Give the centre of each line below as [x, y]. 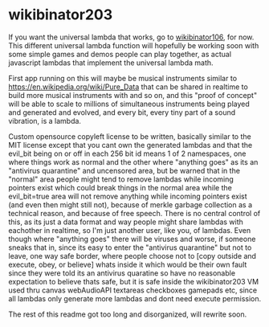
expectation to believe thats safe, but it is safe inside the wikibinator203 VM [134, 281]
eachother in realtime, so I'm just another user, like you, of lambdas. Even [130, 230]
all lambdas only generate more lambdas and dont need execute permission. [135, 298]
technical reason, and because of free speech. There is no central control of [134, 213]
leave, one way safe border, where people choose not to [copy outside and [132, 255]
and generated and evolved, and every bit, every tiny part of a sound [122, 112]
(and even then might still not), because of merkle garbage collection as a [130, 204]
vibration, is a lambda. [45, 121]
